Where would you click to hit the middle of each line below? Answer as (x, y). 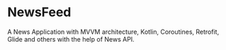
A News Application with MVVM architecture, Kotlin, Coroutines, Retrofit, (113, 32)
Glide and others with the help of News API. (71, 39)
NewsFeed (39, 12)
